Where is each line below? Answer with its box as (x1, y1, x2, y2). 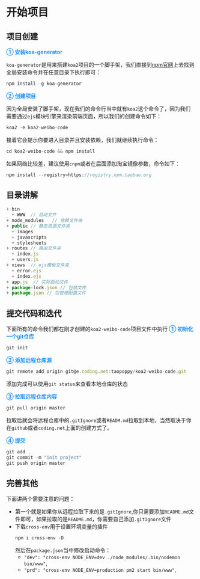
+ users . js (11, 257, 39, 263)
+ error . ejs (11, 268, 42, 274)
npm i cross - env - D (14, 535, 64, 541)
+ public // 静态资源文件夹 (6, 223, 70, 229)
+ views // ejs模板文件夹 (6, 262, 69, 268)
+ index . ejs (11, 273, 42, 280)
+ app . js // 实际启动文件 (6, 279, 68, 285)
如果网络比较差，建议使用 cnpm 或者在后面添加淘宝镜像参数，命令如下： (6, 160, 180, 167)
